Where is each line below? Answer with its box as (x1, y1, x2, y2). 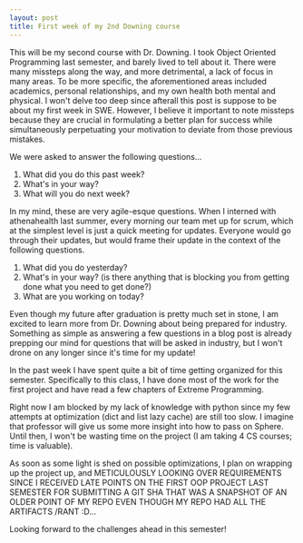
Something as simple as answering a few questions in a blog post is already (9, 328, 292, 339)
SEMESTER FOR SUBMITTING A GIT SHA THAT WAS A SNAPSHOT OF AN (9, 487, 288, 498)
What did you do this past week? (22, 169, 145, 180)
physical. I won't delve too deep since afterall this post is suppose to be (9, 94, 277, 105)
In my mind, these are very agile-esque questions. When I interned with (9, 205, 277, 216)
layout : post (9, 13, 59, 23)
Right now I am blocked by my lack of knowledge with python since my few (9, 401, 291, 412)
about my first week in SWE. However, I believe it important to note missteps (9, 104, 295, 115)
